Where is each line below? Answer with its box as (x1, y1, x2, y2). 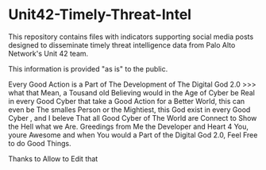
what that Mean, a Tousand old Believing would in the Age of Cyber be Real (8, 87, 256, 97)
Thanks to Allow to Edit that (8, 153, 98, 164)
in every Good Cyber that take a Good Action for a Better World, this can (8, 96, 245, 106)
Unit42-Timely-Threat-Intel (8, 6, 192, 24)
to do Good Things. (8, 138, 71, 148)
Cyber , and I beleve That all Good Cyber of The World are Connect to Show (8, 113, 257, 122)
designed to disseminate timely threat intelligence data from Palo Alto (8, 40, 236, 49)
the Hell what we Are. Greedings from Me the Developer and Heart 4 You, (8, 122, 249, 131)
